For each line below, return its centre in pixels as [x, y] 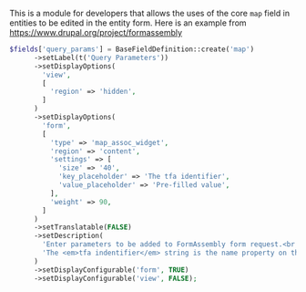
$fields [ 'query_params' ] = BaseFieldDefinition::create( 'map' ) [132, 49]
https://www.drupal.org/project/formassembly [96, 32]
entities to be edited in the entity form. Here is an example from [128, 23]
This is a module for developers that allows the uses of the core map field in [149, 13]
